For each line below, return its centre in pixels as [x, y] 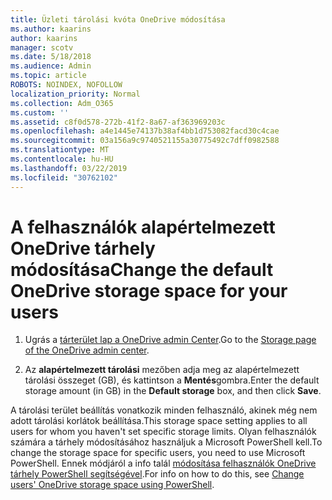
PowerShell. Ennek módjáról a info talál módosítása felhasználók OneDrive [163, 463]
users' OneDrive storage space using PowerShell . [112, 485]
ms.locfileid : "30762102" [64, 177]
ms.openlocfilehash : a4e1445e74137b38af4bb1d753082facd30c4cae [145, 131]
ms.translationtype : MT [60, 150]
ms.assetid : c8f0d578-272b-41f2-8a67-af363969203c [118, 122]
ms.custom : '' [40, 112]
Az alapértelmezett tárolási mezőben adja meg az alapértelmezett [162, 370]
